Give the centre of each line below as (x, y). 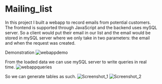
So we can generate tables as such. (41, 76)
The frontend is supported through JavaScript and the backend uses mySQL (81, 27)
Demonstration (20, 52)
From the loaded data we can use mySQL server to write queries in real (76, 62)
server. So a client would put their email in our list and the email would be (78, 33)
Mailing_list (29, 9)
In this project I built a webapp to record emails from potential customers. (78, 22)
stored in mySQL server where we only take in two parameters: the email (77, 38)
